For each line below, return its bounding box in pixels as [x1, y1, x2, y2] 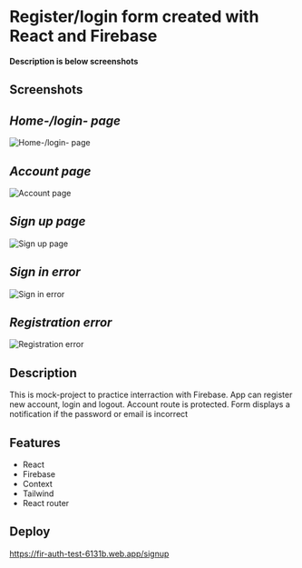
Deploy [9, 524, 51, 540]
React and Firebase [9, 25, 158, 46]
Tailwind [22, 488, 54, 499]
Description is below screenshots [9, 55, 139, 66]
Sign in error [9, 264, 82, 280]
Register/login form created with [9, 6, 259, 27]
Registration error [9, 314, 112, 330]
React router [22, 498, 70, 509]
